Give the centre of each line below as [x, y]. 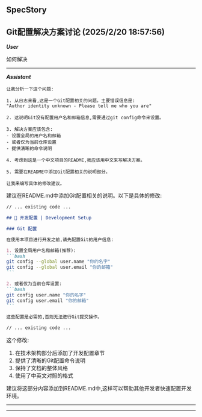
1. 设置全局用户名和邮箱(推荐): [41, 250]
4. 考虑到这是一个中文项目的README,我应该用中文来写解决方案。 [76, 160]
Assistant [19, 77]
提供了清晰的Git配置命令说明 [50, 360]
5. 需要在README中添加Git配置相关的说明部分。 [58, 172]
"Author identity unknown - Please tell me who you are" [79, 106]
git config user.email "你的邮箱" [47, 301]
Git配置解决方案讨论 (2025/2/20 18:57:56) [86, 32]
